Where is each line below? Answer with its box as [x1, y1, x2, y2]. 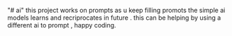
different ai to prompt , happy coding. [7, 21, 116, 29]
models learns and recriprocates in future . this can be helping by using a [7, 13, 221, 22]
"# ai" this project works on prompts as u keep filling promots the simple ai [7, 6, 226, 14]
